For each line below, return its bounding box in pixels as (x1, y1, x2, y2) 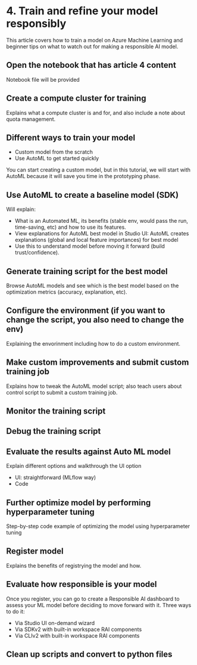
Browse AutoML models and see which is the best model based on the (6, 282, 179, 289)
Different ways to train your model (6, 132, 136, 142)
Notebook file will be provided (6, 76, 80, 83)
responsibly (6, 17, 67, 30)
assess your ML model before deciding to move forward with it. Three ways (6, 601, 192, 608)
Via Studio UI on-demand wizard (14, 619, 95, 626)
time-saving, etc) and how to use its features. (14, 223, 126, 231)
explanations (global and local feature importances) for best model (14, 237, 179, 244)
